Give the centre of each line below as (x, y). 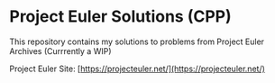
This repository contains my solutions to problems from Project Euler (137, 41)
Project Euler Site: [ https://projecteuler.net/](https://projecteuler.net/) (137, 69)
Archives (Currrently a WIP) (60, 51)
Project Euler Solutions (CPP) (120, 17)
